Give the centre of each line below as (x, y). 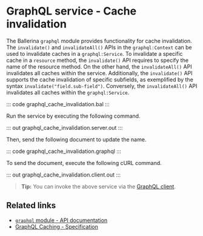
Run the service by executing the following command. (73, 116)
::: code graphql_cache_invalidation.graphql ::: (64, 151)
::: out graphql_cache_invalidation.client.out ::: (64, 175)
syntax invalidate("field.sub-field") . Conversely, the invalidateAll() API (102, 86)
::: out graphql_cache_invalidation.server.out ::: (65, 127)
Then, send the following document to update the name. (76, 139)
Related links (31, 205)
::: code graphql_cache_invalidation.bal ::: (58, 104)
